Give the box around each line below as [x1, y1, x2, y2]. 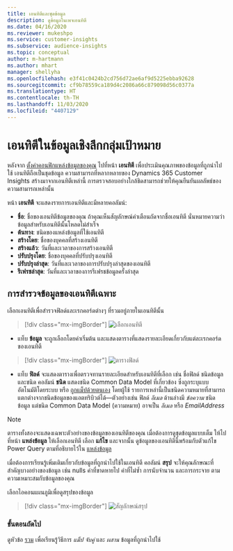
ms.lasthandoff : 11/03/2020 [7, 101, 89, 108]
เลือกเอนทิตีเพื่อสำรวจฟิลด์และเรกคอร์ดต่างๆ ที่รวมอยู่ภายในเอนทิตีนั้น [7, 306, 165, 314]
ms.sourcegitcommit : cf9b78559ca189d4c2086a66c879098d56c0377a [7, 82, 195, 88]
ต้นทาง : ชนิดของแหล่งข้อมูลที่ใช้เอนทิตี [17, 228, 104, 236]
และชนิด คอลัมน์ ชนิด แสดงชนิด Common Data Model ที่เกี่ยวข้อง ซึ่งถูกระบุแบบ [17, 378, 209, 386]
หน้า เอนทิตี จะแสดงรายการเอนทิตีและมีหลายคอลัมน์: [7, 198, 127, 206]
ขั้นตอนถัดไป [7, 520, 42, 529]
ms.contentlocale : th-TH [7, 95, 79, 102]
